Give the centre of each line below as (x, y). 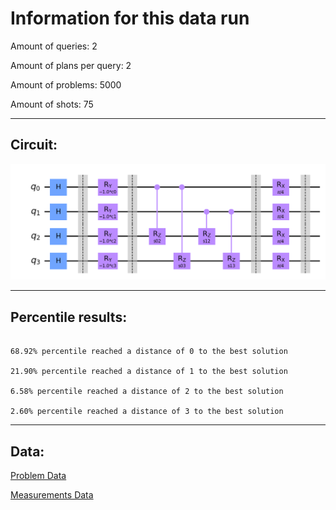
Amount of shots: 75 (52, 104)
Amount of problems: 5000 (66, 84)
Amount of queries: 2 (54, 46)
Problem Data (38, 475)
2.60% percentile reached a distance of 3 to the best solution (147, 412)
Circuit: (34, 145)
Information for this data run (130, 18)
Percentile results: (69, 317)
